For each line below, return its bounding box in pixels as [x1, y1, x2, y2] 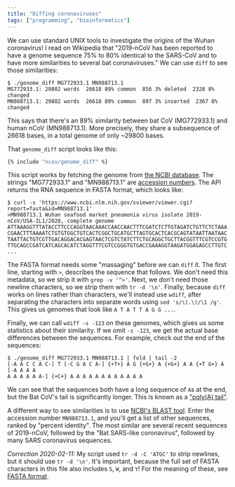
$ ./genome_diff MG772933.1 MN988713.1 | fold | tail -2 [7, 355, 177, 362]
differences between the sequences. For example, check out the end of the [7, 334, 225, 342]
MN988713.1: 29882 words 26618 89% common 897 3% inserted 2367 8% [7, 97, 218, 105]
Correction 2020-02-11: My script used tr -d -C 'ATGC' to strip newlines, [7, 450, 220, 458]
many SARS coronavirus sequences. [7, 436, 112, 445]
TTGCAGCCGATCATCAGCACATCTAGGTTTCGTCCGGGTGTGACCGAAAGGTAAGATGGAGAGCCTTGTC [7, 242, 228, 249]
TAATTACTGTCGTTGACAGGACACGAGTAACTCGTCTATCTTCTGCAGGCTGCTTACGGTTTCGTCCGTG [7, 236, 228, 243]
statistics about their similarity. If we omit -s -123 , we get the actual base [7, 327, 219, 335]
